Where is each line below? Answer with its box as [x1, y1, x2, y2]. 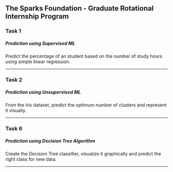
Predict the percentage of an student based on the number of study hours [5, 53, 163, 60]
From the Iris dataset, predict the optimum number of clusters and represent [5, 102, 167, 108]
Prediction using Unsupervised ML [5, 89, 81, 95]
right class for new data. [5, 156, 57, 162]
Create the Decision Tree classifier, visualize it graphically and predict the [5, 151, 161, 157]
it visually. [5, 107, 27, 113]
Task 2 [5, 77, 23, 84]
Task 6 [5, 125, 23, 132]
